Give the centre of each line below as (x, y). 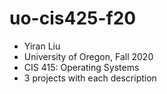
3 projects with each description (90, 78)
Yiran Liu (42, 46)
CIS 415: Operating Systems (81, 67)
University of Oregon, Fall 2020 (88, 56)
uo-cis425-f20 (73, 18)
